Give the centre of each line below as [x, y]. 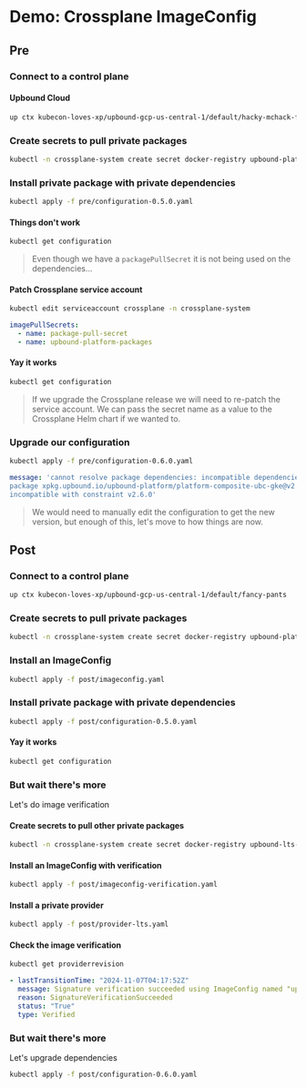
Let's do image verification [60, 805]
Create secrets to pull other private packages [97, 825]
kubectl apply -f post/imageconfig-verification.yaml [114, 885]
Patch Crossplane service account [76, 290]
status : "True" [46, 1006]
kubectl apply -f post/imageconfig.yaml [87, 679]
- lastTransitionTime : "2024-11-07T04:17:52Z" [99, 981]
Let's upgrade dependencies [64, 1058]
